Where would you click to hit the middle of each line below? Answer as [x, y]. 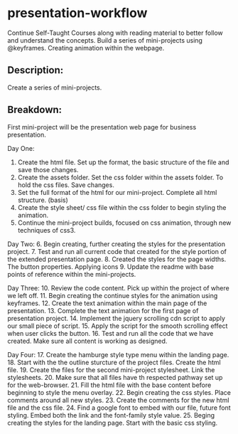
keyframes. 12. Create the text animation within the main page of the [107, 303]
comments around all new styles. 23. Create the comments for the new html [118, 400]
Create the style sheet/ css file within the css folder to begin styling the [122, 207]
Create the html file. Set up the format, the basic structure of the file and [123, 162]
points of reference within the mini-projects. [72, 274]
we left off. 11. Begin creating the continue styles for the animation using [113, 295]
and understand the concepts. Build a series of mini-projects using [105, 40]
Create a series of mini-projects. [55, 88]
